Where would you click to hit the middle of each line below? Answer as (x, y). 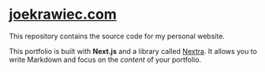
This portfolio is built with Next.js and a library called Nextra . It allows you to (133, 51)
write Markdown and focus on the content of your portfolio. (105, 59)
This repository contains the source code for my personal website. (117, 36)
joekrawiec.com (63, 14)
